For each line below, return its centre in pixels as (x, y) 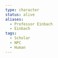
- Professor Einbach (31, 24)
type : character (22, 10)
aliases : (14, 19)
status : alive (20, 15)
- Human (18, 47)
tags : (11, 33)
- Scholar (20, 38)
